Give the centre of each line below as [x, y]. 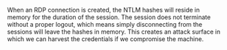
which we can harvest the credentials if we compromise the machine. [106, 39]
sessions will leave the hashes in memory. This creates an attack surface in [114, 32]
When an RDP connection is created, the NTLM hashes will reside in [104, 10]
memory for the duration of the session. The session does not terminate [109, 17]
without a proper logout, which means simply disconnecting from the [105, 24]
